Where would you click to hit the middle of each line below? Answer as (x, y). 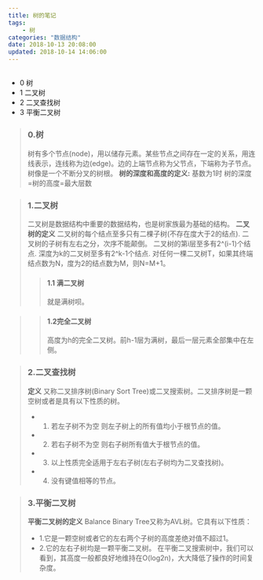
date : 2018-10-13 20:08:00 (52, 45)
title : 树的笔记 (32, 15)
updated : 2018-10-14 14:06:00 (58, 52)
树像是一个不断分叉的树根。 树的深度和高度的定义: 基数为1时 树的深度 (139, 173)
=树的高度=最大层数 (60, 183)
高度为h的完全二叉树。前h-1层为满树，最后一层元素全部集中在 (147, 340)
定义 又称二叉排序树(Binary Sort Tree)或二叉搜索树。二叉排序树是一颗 (140, 391)
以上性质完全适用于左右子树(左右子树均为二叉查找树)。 (139, 462)
